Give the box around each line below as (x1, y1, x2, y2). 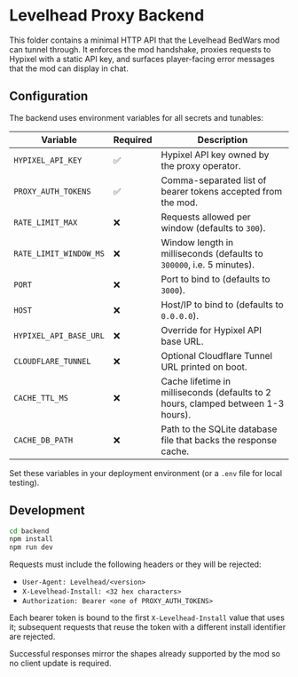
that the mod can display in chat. (9, 63, 129, 74)
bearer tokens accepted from (161, 185, 283, 197)
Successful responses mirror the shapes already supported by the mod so (9, 649, 281, 659)
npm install (9, 535, 53, 544)
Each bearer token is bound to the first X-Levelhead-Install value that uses (9, 612, 286, 623)
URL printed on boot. (161, 361, 247, 373)
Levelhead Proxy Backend (9, 5, 205, 26)
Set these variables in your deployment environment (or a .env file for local (9, 467, 282, 478)
